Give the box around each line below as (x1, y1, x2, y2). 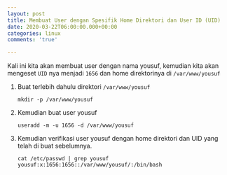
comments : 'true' (7, 36, 58, 43)
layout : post (7, 10, 46, 17)
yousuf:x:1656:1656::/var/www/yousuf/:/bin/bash (17, 162, 163, 169)
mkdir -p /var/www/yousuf (17, 96, 93, 104)
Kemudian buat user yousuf (17, 108, 97, 117)
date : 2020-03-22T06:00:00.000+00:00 (7, 23, 118, 30)
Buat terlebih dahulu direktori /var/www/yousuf (17, 83, 151, 91)
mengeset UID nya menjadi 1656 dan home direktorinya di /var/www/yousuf (7, 69, 221, 78)
